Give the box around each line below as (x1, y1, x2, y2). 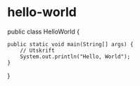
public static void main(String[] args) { (7, 41, 134, 48)
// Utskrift (20, 47, 55, 54)
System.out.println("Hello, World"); (20, 53, 131, 60)
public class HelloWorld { (7, 27, 79, 36)
